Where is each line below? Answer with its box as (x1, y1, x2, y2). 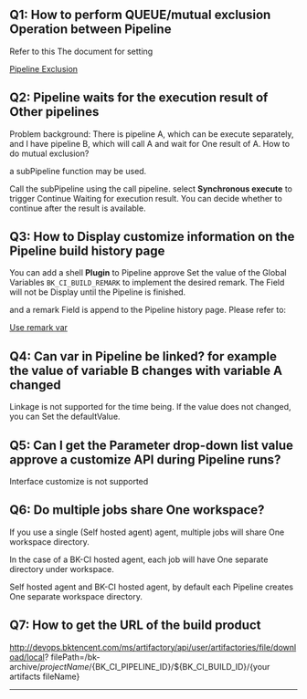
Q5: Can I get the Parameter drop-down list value (9, 437, 294, 453)
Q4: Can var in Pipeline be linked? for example (9, 349, 277, 364)
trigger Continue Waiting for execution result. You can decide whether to (9, 193, 283, 203)
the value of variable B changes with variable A (9, 362, 283, 378)
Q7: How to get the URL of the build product (9, 618, 261, 633)
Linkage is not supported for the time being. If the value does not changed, (9, 402, 291, 412)
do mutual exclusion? (9, 148, 90, 159)
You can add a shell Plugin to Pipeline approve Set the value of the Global (9, 267, 287, 278)
